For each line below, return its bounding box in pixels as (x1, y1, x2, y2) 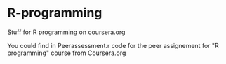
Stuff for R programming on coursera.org (7, 28, 126, 36)
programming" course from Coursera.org (7, 49, 126, 57)
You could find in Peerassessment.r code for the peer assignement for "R (7, 41, 219, 49)
